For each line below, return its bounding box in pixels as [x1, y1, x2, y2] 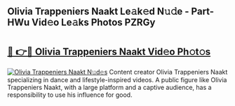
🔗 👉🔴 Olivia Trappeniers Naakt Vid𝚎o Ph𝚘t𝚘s [7, 46, 211, 58]
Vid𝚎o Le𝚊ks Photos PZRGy [31, 17, 156, 29]
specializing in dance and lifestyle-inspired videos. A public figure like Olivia [7, 76, 227, 84]
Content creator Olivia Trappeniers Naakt [109, 68, 228, 76]
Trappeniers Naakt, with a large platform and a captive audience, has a [7, 84, 212, 91]
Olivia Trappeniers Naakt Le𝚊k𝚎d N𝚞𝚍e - [7, 6, 189, 18]
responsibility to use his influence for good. [7, 91, 133, 99]
